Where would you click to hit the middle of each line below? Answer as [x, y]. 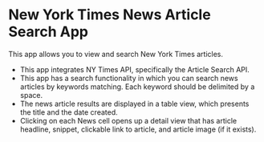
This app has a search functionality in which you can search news [129, 78]
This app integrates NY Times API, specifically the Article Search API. [135, 69]
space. [31, 95]
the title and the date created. [69, 112]
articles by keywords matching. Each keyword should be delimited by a [137, 87]
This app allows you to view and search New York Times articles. [116, 54]
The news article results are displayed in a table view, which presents [134, 103]
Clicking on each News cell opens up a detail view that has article [128, 120]
